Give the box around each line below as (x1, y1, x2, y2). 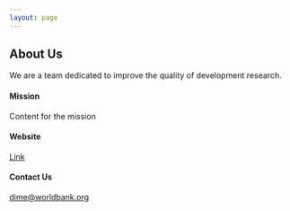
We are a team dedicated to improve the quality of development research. (9, 70, 282, 81)
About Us (9, 47, 63, 62)
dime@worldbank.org (9, 192, 90, 203)
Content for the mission (9, 110, 97, 121)
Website (9, 131, 41, 142)
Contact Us (9, 171, 52, 182)
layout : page (9, 13, 58, 22)
